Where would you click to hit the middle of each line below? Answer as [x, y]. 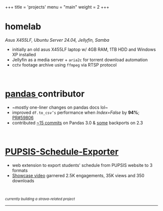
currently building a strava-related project [40, 199]
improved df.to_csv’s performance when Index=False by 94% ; [76, 112]
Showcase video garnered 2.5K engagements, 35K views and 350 [78, 175]
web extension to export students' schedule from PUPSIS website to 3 [82, 165]
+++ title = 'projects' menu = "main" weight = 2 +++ [57, 7]
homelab [23, 27]
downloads [23, 180]
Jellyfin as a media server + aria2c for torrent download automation [80, 60]
